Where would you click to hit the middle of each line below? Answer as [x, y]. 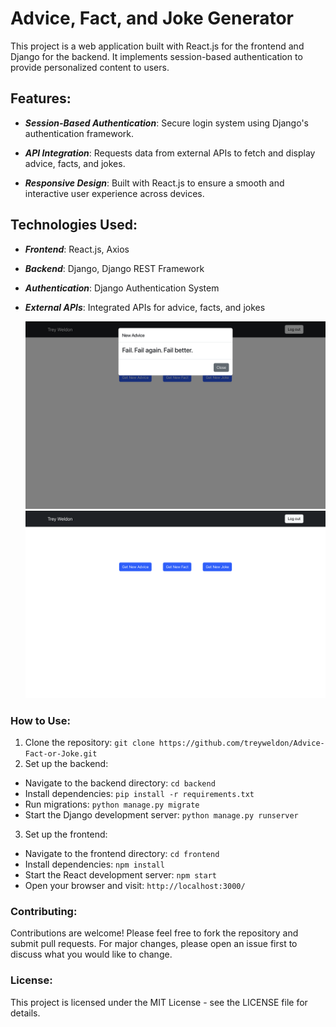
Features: [41, 98]
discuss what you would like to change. [91, 954]
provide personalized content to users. [90, 67]
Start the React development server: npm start [121, 875]
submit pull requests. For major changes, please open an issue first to [154, 944]
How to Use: [40, 720]
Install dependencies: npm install [94, 864]
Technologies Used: [74, 225]
